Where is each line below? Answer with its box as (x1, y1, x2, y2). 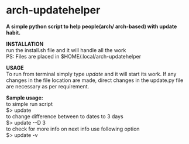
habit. (6, 29, 21, 36)
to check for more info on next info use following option (6, 125, 140, 132)
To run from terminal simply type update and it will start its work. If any (6, 70, 177, 77)
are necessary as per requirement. (6, 83, 90, 90)
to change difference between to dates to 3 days (6, 112, 124, 120)
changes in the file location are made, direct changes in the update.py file (6, 77, 184, 84)
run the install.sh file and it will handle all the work (6, 46, 126, 53)
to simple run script (6, 100, 53, 107)
